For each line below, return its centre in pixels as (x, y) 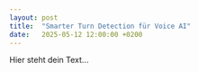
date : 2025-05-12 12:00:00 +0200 (76, 34)
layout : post (34, 18)
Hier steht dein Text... (49, 60)
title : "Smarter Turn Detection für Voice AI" (100, 26)
